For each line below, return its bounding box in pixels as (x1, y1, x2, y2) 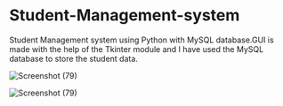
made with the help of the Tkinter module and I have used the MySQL (9, 43, 264, 54)
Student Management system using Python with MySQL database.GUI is (9, 34, 274, 45)
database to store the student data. (9, 53, 138, 64)
